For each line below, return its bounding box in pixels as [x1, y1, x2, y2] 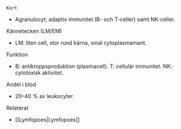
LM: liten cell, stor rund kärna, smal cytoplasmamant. [14, 39, 147, 46]
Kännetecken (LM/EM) [6, 27, 62, 35]
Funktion [6, 51, 28, 58]
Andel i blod [6, 81, 36, 88]
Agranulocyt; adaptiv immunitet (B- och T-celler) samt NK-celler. [14, 16, 176, 23]
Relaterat [6, 104, 29, 111]
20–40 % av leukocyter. [14, 93, 74, 99]
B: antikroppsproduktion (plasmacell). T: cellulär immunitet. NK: [14, 63, 173, 70]
